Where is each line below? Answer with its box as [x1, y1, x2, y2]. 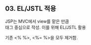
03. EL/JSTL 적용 [5, 4, 57, 13]
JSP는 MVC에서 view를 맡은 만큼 [5, 18, 69, 24]
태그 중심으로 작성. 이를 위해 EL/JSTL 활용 [5, 24, 86, 30]
